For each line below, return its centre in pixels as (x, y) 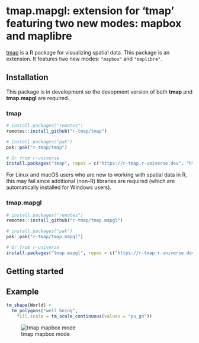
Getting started (35, 272)
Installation (27, 77)
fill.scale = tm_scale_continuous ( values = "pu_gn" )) (84, 316)
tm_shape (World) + (29, 305)
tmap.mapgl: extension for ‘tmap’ (90, 11)
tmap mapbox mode (45, 334)
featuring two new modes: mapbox (94, 23)
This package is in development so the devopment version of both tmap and (99, 92)
